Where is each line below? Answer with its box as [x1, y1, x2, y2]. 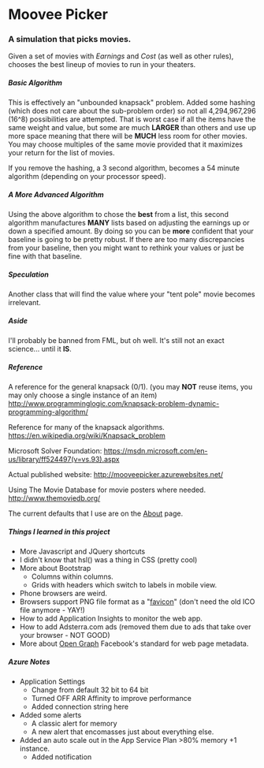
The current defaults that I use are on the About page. [8, 509, 184, 518]
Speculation [8, 270, 50, 279]
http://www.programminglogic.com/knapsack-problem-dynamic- [8, 399, 220, 408]
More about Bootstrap [19, 564, 91, 573]
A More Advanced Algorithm [8, 190, 104, 199]
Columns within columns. [31, 572, 114, 581]
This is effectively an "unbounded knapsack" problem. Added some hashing [8, 98, 256, 107]
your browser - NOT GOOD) [19, 631, 110, 640]
